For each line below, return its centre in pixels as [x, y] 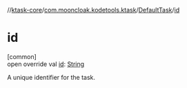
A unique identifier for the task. [51, 77]
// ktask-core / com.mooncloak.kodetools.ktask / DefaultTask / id [93, 10]
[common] [22, 56]
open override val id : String [46, 64]
